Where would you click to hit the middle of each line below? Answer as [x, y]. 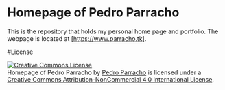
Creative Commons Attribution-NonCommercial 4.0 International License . [111, 79]
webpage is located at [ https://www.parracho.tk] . [77, 38]
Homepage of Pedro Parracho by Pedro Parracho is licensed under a [104, 72]
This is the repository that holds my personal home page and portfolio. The [113, 31]
